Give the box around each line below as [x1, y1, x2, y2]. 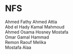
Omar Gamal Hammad [5, 34, 49, 40]
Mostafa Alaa [5, 44, 31, 50]
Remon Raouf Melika [5, 39, 46, 45]
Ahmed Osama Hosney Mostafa [5, 29, 69, 35]
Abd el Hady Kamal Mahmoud [5, 24, 64, 29]
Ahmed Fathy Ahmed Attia [5, 19, 57, 25]
